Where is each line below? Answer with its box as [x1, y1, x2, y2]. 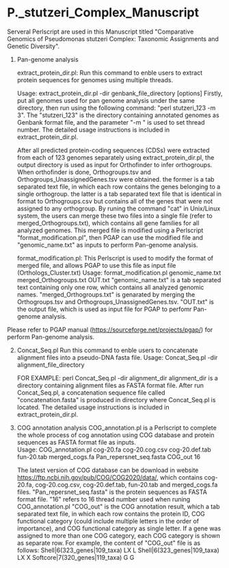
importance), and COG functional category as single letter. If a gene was [16, 524, 221, 532]
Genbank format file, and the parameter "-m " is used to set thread [16, 118, 205, 126]
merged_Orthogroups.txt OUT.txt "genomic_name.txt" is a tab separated [16, 275, 221, 284]
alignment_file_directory [16, 360, 85, 369]
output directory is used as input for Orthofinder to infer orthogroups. [16, 160, 213, 169]
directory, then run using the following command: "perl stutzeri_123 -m [16, 103, 216, 112]
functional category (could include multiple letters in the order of [16, 517, 200, 525]
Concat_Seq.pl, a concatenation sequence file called [16, 388, 165, 397]
